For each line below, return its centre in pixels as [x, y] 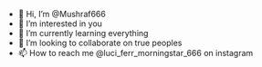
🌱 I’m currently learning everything [83, 33]
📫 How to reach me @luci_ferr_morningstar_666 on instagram [136, 53]
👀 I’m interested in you [60, 24]
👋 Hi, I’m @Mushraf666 [62, 14]
